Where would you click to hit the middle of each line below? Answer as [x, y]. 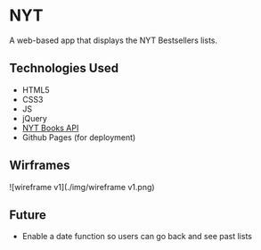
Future [28, 215]
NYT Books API [50, 128]
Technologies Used [64, 68]
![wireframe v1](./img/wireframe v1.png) [82, 187]
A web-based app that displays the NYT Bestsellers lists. [114, 40]
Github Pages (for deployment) [79, 137]
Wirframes [40, 166]
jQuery [34, 118]
